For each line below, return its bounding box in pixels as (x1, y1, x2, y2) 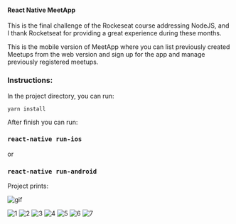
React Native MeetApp (7, 6, 76, 14)
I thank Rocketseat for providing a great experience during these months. (7, 29, 222, 38)
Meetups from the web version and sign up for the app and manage (7, 50, 205, 59)
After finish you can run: (7, 118, 78, 126)
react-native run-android (7, 167, 97, 175)
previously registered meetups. (7, 57, 99, 67)
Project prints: (7, 181, 48, 191)
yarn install (7, 105, 46, 113)
